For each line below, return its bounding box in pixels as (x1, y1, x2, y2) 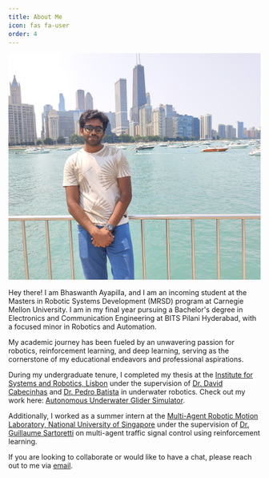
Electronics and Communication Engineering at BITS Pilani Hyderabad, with (8, 313, 257, 322)
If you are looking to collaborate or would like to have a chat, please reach (8, 452, 252, 461)
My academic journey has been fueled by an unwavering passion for (8, 337, 235, 346)
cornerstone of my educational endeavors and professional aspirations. (8, 354, 244, 364)
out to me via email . (8, 460, 74, 470)
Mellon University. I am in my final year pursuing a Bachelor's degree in (8, 305, 243, 314)
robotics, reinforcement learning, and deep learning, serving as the (8, 346, 230, 355)
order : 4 (8, 30, 38, 38)
